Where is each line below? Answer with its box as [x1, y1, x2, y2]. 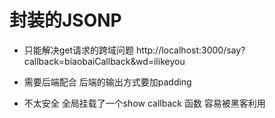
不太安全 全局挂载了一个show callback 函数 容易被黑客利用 [23, 97, 266, 109]
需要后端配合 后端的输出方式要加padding [23, 76, 192, 88]
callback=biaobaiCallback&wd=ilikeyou [23, 55, 186, 67]
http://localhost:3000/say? [136, 44, 246, 56]
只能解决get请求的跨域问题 [23, 44, 135, 56]
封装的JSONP [9, 9, 122, 32]
